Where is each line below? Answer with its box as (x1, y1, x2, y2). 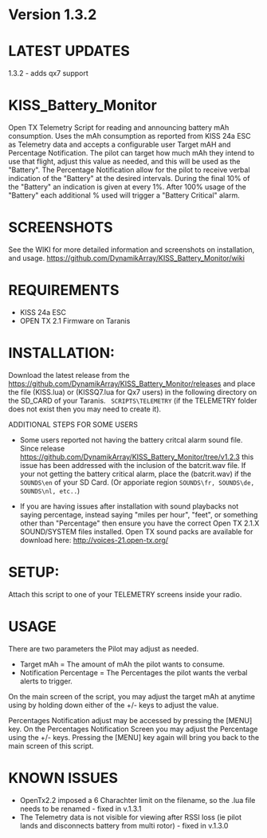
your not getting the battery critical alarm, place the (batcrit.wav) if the (19, 469, 252, 478)
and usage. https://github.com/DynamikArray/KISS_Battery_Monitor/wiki (8, 254, 245, 262)
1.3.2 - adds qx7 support (8, 69, 89, 78)
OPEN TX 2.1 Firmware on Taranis (19, 316, 131, 325)
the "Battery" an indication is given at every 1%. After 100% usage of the (8, 182, 247, 192)
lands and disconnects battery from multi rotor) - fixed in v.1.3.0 (19, 820, 229, 830)
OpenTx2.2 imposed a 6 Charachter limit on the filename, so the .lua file (19, 795, 256, 805)
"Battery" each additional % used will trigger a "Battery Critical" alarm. (8, 191, 241, 200)
